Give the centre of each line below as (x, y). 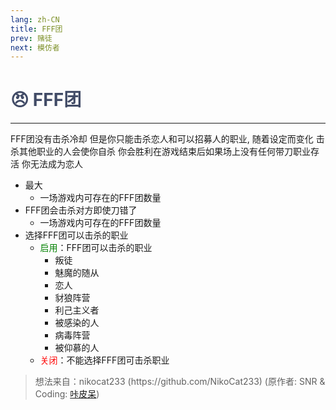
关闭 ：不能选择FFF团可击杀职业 (104, 360)
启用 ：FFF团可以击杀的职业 (96, 248)
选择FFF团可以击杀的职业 (76, 235)
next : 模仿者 (35, 47)
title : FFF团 (36, 29)
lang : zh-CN (35, 19)
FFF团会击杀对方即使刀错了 (81, 210)
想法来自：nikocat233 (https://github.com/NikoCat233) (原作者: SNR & (180, 382)
